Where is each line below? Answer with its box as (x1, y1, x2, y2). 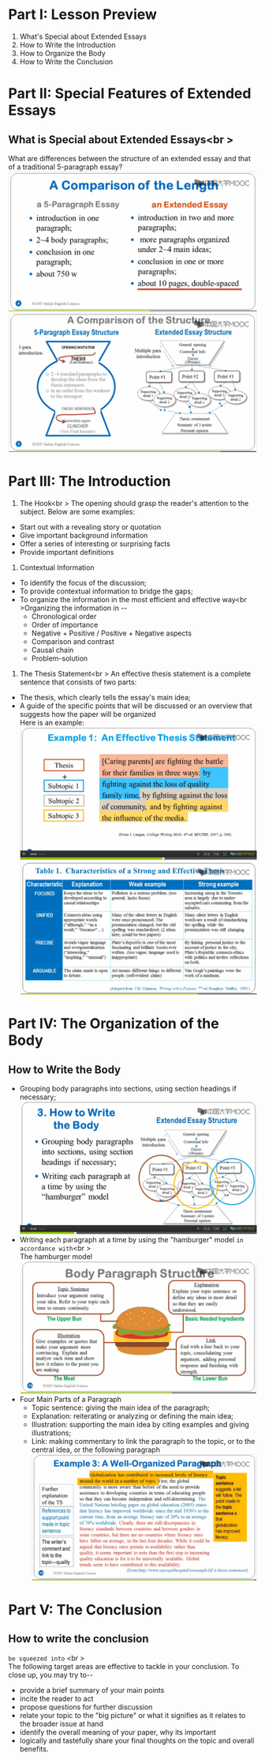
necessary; (19, 1092, 57, 1102)
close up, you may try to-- (8, 1670, 93, 1679)
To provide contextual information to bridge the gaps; (19, 586, 193, 596)
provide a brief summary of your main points (19, 1685, 165, 1694)
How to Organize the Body (19, 48, 106, 58)
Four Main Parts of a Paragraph (19, 1395, 122, 1404)
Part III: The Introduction (8, 473, 171, 491)
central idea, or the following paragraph (31, 1445, 160, 1455)
